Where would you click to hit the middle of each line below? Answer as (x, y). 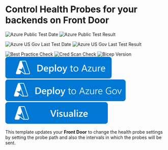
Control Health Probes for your (71, 9)
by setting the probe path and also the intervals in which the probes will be (83, 137)
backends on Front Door (57, 20)
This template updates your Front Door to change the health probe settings (84, 132)
